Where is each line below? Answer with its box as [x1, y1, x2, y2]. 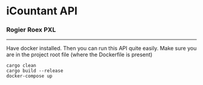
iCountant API [6, 4, 78, 18]
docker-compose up [6, 73, 53, 79]
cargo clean [6, 63, 36, 69]
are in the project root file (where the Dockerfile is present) [6, 51, 153, 58]
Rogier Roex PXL [6, 26, 56, 34]
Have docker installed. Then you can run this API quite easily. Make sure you [6, 45, 197, 52]
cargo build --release [6, 68, 63, 74]
